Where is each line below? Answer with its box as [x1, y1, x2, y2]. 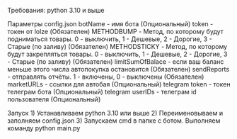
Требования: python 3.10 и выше [7, 6, 105, 14]
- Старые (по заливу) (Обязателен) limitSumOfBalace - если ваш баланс [7, 57, 224, 66]
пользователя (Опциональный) [7, 95, 101, 104]
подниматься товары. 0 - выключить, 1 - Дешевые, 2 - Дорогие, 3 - [7, 35, 212, 43]
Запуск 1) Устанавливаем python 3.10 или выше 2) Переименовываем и [7, 109, 224, 117]
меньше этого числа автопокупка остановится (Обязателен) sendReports [7, 65, 230, 73]
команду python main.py [7, 124, 81, 132]
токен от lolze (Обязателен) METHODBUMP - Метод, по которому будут [7, 28, 224, 35]
